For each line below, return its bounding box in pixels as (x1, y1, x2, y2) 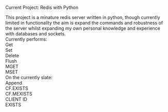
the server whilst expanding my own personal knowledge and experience (5, 25, 161, 31)
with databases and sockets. (5, 31, 66, 36)
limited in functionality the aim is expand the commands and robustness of (5, 20, 163, 26)
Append (5, 80, 22, 86)
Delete (5, 52, 20, 59)
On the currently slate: (5, 74, 53, 80)
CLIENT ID (5, 96, 27, 102)
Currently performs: (5, 36, 47, 42)
